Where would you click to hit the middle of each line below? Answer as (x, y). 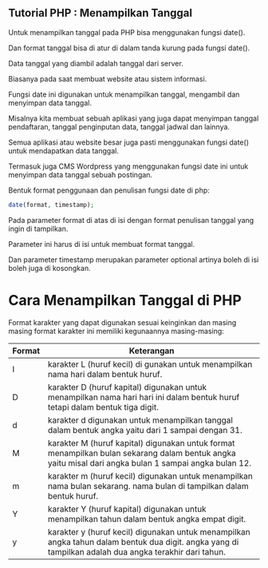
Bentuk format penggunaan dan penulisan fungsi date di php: (109, 190)
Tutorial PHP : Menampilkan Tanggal (100, 13)
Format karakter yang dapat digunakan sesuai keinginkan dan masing (122, 322)
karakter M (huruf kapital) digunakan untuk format (141, 443)
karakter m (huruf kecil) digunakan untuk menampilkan (150, 476)
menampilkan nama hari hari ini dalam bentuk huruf (144, 397)
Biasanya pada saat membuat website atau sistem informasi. (108, 78)
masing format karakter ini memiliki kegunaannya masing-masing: (116, 331)
